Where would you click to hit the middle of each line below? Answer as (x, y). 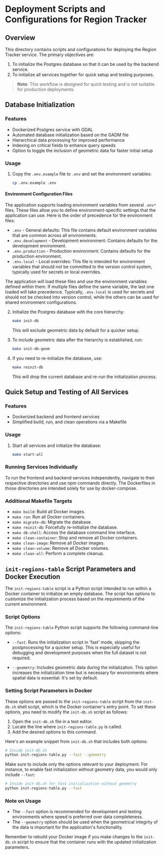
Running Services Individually (41, 467)
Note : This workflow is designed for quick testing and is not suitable (86, 84)
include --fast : (20, 775)
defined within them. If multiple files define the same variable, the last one (80, 287)
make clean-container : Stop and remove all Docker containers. (75, 538)
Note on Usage (23, 801)
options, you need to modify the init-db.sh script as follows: (67, 712)
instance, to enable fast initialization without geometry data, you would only (81, 769)
